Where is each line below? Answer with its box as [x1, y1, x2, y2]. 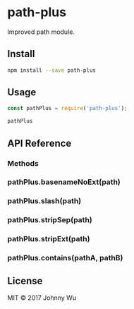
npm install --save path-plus [7, 66, 97, 74]
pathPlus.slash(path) [7, 196, 82, 206]
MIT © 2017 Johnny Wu [7, 293, 76, 302]
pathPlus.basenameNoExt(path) [7, 177, 121, 187]
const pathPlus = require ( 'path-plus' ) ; [7, 105, 128, 112]
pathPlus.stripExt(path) [7, 234, 90, 244]
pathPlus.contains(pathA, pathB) [7, 253, 123, 263]
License [7, 274, 43, 286]
